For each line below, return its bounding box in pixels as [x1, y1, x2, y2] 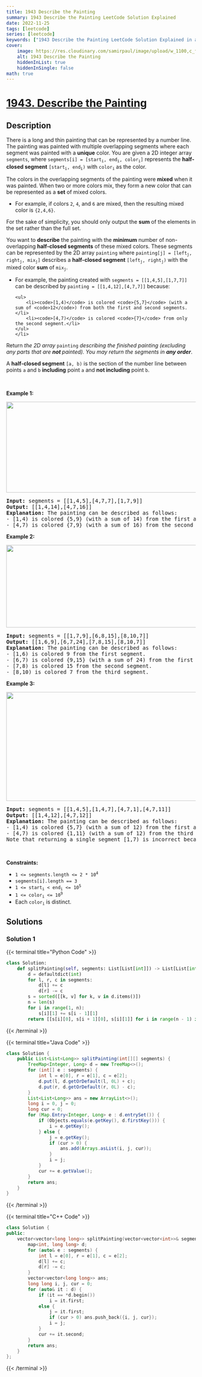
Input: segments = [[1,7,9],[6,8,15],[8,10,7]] [6, 633, 149, 639]
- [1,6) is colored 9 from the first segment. [6, 651, 146, 657]
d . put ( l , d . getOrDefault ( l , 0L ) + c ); [38, 1078, 136, 1084]
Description [6, 120, 51, 130]
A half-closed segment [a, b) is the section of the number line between [6, 360, 187, 367]
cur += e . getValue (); [38, 1168, 93, 1174]
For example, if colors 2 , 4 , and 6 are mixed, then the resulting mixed [14, 200, 184, 207]
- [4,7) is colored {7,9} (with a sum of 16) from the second [6, 522, 194, 528]
